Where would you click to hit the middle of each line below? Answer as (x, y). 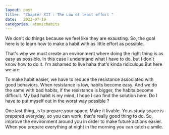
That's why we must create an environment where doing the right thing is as (84, 54)
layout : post (19, 10)
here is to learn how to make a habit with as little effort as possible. (75, 44)
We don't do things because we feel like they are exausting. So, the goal (80, 38)
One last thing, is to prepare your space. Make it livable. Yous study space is (84, 111)
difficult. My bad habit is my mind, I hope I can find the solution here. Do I (81, 96)
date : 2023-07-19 (26, 19)
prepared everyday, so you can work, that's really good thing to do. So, (79, 116)
